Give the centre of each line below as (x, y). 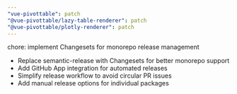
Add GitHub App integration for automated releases (92, 69)
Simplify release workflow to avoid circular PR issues (94, 76)
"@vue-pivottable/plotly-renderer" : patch (71, 27)
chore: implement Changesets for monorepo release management (103, 47)
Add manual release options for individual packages (93, 83)
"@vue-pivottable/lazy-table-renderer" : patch (77, 20)
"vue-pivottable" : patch (44, 14)
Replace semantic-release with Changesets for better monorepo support (123, 61)
